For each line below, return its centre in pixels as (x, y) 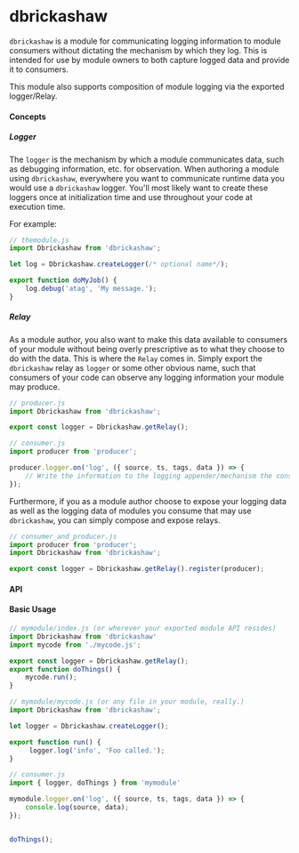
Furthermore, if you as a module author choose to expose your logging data (148, 501)
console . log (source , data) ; (77, 808)
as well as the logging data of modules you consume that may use (130, 511)
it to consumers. (39, 69)
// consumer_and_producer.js (63, 536)
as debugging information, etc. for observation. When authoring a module (144, 169)
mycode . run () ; (51, 678)
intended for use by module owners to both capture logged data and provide (149, 60)
